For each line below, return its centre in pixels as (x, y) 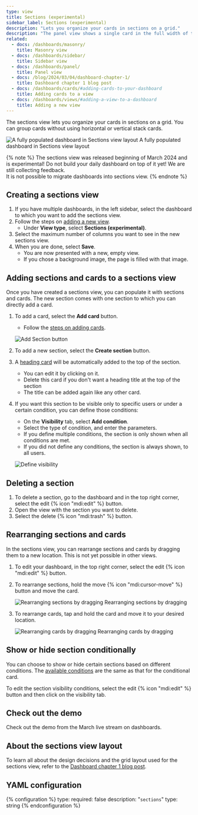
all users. (34, 453)
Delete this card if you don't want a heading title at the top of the (102, 380)
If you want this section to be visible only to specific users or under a (98, 404)
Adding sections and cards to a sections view (91, 278)
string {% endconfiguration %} (43, 806)
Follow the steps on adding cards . (65, 328)
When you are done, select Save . (55, 247)
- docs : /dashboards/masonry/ (48, 45)
